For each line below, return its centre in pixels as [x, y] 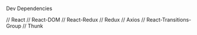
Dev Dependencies [29, 8]
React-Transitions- [169, 20]
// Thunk [33, 26]
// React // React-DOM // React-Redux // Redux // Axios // [76, 20]
